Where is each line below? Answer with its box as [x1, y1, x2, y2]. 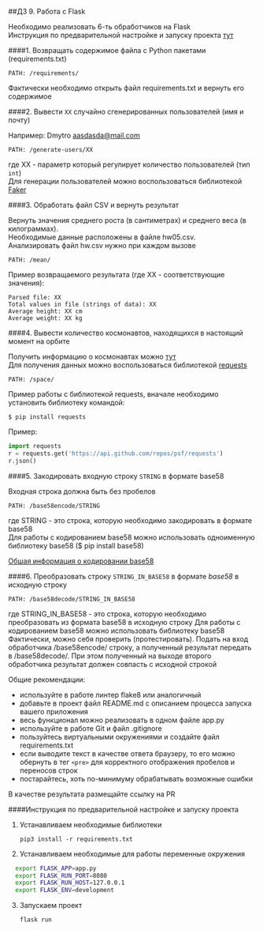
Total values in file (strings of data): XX [8, 300, 157, 308]
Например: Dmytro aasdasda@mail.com [8, 130, 140, 140]
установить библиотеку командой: [8, 398, 125, 407]
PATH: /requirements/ [8, 70, 80, 77]
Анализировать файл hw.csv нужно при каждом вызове [8, 241, 197, 250]
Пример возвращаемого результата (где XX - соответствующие [8, 270, 225, 279]
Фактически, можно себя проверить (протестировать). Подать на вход [8, 634, 249, 643]
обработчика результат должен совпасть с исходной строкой [8, 659, 217, 668]
